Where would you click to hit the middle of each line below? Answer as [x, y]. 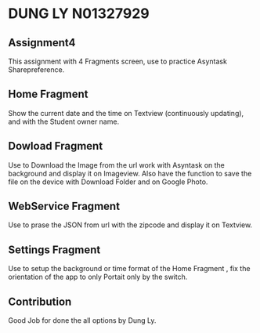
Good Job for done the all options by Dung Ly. [82, 320]
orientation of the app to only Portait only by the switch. [98, 277]
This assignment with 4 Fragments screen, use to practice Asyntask [117, 61]
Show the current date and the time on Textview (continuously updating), [126, 113]
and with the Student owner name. [64, 121]
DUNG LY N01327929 [79, 14]
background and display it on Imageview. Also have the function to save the [130, 173]
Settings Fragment [54, 250]
